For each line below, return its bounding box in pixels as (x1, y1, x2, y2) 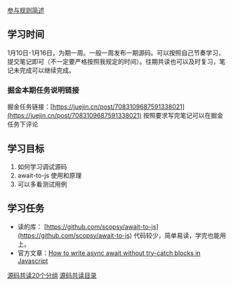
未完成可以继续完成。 (13, 66, 75, 74)
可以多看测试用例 (17, 179, 67, 188)
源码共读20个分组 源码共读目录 (7, 271, 97, 279)
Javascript (17, 257, 48, 265)
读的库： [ (17, 222, 47, 231)
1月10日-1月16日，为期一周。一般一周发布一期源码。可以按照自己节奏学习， (7, 48, 225, 57)
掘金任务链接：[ (7, 102, 53, 111)
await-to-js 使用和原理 (17, 171, 82, 179)
